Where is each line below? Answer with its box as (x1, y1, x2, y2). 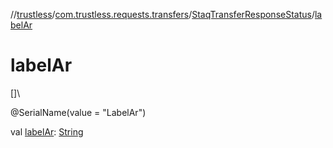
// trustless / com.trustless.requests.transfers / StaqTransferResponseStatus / (10, 9, 315, 20)
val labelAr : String (10, 125, 84, 138)
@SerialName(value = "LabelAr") (10, 106, 147, 118)
